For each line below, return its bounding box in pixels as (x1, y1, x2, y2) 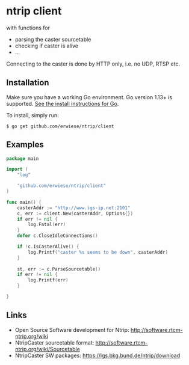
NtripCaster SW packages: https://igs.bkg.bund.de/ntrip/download (14, 352, 181, 359)
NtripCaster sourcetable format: (14, 339, 94, 346)
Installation (6, 78, 49, 88)
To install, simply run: (6, 111, 59, 118)
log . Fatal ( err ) (28, 221, 66, 228)
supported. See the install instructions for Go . (6, 100, 119, 107)
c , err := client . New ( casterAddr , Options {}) (17, 210, 134, 216)
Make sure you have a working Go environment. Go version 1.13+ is (6, 93, 173, 100)
